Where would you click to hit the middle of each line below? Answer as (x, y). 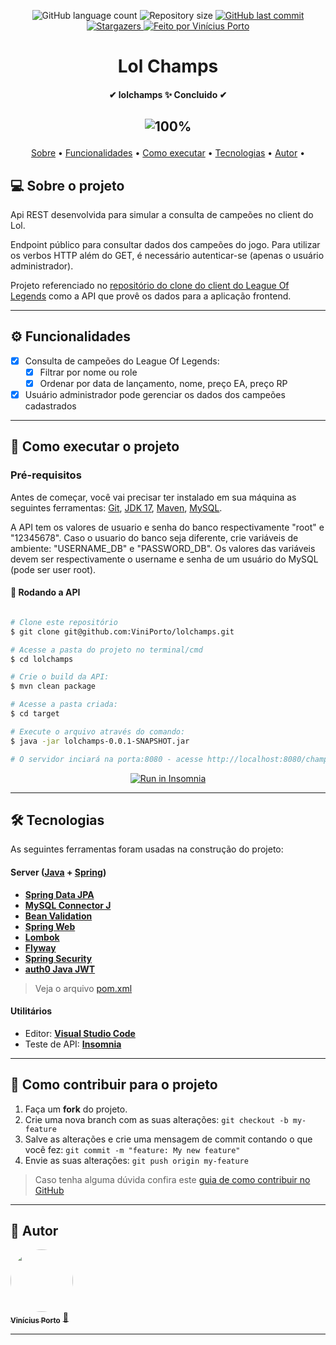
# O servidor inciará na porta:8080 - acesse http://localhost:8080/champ (169, 759)
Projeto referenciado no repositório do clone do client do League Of (150, 285)
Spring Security (58, 958)
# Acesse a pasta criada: (64, 705)
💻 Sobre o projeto (67, 185)
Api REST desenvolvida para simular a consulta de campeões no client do (162, 214)
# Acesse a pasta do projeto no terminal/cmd (106, 650)
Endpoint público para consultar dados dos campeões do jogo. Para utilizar (165, 244)
